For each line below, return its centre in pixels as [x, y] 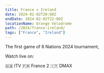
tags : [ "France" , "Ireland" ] [35, 33]
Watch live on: [20, 56]
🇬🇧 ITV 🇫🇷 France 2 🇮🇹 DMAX [39, 66]
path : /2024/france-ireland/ [35, 28]
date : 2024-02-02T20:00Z [31, 14]
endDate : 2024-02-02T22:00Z [34, 19]
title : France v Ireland [31, 10]
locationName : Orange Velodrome [38, 23]
